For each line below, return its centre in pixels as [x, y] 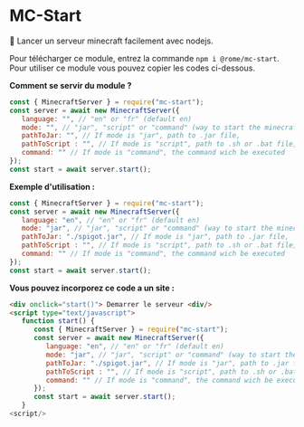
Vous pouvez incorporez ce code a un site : [92, 288]
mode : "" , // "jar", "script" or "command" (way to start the [141, 128]
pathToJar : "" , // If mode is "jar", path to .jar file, [131, 136]
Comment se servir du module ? [71, 85]
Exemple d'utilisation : [52, 186]
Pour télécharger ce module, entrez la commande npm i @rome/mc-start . [144, 58]
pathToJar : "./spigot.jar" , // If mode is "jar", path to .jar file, [155, 237]
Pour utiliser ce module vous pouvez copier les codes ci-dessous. [133, 68]
